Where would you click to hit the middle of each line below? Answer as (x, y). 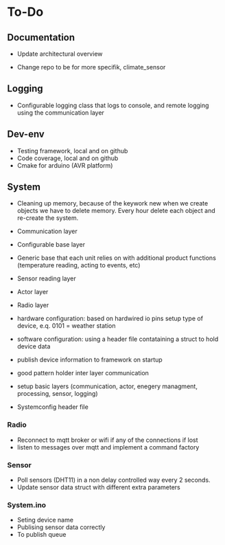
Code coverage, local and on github (68, 158)
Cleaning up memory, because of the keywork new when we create (113, 203)
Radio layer (33, 305)
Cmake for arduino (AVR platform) (65, 165)
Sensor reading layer (47, 278)
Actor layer (33, 292)
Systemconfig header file (53, 407)
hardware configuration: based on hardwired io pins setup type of (110, 319)
